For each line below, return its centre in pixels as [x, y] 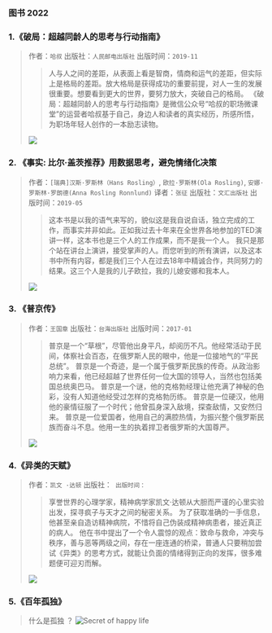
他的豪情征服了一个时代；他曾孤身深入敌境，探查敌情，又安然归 [155, 407]
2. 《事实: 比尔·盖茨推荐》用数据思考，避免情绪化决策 [113, 163]
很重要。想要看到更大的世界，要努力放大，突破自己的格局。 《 [153, 94]
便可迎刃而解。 [81, 563]
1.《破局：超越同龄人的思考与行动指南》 [86, 37]
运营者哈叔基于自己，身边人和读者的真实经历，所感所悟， [162, 114]
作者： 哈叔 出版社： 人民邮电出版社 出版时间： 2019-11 [113, 56]
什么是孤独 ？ [51, 621]
